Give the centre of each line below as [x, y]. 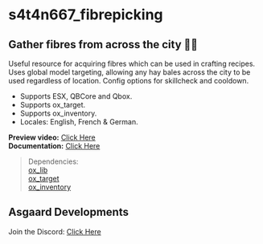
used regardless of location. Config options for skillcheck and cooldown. [129, 81]
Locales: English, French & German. [79, 122]
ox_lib [38, 170]
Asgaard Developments [68, 212]
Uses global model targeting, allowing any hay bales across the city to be [129, 72]
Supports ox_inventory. [58, 113]
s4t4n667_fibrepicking [86, 15]
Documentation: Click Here [54, 146]
